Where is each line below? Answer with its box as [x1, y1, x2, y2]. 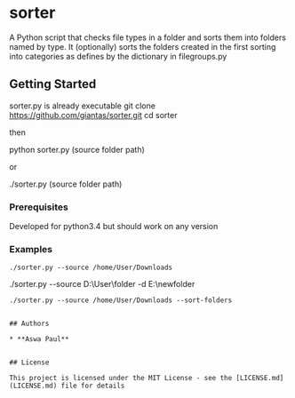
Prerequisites [9, 201, 68, 213]
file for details [60, 381, 125, 391]
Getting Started [9, 76, 97, 92]
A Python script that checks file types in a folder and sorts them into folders [9, 32, 287, 43]
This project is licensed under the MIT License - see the [9, 374, 233, 383]
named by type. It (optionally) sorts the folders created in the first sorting [9, 41, 276, 52]
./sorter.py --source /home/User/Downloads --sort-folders [9, 296, 233, 305]
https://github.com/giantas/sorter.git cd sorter [9, 109, 178, 120]
